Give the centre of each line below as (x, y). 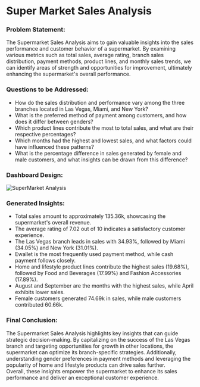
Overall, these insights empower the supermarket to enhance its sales (92, 371)
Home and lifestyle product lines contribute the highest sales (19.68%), (102, 267)
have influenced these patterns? (54, 146)
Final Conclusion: (32, 320)
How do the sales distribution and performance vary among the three (100, 102)
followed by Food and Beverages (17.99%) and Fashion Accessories (98, 273)
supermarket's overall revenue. (53, 223)
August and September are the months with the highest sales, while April (104, 286)
